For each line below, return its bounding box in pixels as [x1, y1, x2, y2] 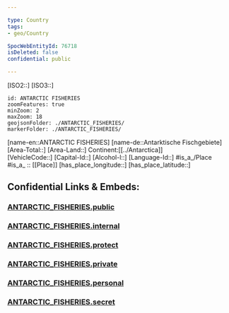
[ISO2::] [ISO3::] [7, 81, 54, 89]
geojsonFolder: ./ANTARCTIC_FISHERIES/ [7, 119, 125, 126]
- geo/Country [7, 30, 49, 37]
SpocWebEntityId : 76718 [7, 42, 78, 49]
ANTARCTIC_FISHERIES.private [7, 259, 118, 269]
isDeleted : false [7, 49, 59, 57]
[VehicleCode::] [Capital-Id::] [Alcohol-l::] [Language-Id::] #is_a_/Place [7, 153, 212, 161]
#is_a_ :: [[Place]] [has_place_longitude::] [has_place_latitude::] [7, 160, 191, 169]
